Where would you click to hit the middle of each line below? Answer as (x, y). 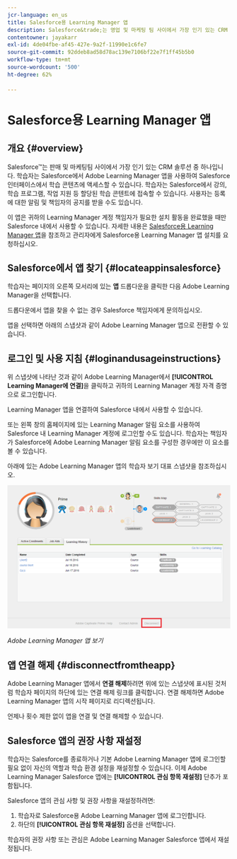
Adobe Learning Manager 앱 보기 (56, 641)
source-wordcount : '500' (44, 67)
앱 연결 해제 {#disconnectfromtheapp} (91, 665)
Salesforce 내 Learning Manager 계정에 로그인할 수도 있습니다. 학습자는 (108, 433)
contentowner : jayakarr (42, 37)
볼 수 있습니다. (27, 451)
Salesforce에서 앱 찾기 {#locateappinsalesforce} (114, 268)
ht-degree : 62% (30, 74)
